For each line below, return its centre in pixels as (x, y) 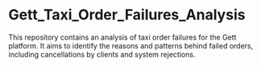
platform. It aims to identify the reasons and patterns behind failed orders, (131, 45)
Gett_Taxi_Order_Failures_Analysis (127, 15)
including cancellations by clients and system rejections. (102, 54)
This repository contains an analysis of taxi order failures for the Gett (122, 37)
